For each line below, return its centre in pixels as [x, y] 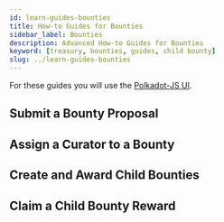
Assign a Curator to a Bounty [92, 144]
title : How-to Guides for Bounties [76, 26]
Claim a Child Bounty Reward [93, 205]
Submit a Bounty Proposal [84, 114]
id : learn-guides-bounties [60, 18]
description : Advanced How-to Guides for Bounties [107, 43]
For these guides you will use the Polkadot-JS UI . [101, 85]
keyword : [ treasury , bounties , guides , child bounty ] [113, 51]
